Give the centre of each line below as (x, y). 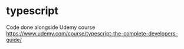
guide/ (14, 40)
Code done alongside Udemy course (51, 27)
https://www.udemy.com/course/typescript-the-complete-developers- (92, 33)
